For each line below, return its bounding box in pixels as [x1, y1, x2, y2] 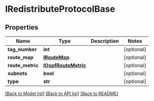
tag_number [7, 46, 37, 53]
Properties [5, 23, 38, 32]
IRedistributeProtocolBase [5, 3, 115, 15]
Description [90, 38, 119, 44]
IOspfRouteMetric [43, 62, 86, 68]
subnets [7, 70, 28, 77]
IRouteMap [43, 54, 70, 61]
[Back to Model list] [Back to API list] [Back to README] [5, 91, 118, 97]
